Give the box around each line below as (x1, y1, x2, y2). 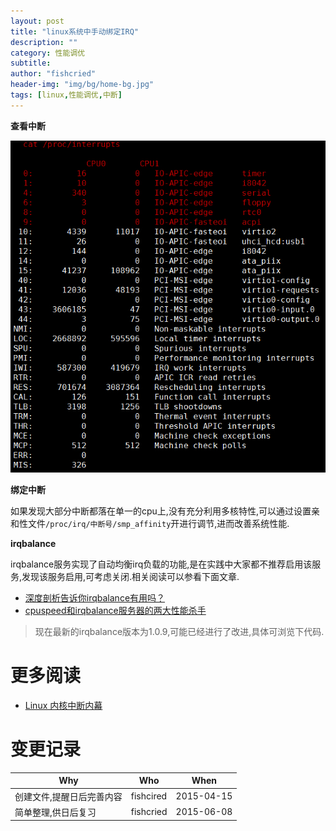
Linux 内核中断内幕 (24, 699, 103, 711)
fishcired (130, 790, 168, 802)
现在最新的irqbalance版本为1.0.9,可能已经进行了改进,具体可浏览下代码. (34, 625, 325, 637)
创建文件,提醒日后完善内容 (14, 790, 123, 802)
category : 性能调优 (10, 48, 86, 58)
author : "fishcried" (10, 69, 97, 79)
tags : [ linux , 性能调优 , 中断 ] (10, 90, 123, 100)
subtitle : (10, 58, 52, 69)
